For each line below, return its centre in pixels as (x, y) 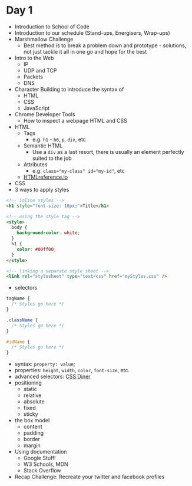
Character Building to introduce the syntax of (69, 89)
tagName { (18, 298)
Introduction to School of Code (52, 27)
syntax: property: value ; (45, 364)
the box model (32, 421)
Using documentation (41, 452)
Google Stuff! (39, 458)
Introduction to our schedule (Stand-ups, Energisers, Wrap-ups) (92, 32)
